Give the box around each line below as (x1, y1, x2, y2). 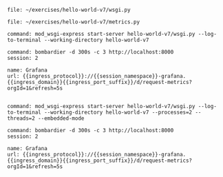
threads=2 (7, 115, 36, 122)
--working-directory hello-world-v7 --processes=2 (43, 109, 193, 116)
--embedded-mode (37, 115, 85, 122)
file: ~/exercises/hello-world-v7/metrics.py (7, 19, 140, 25)
